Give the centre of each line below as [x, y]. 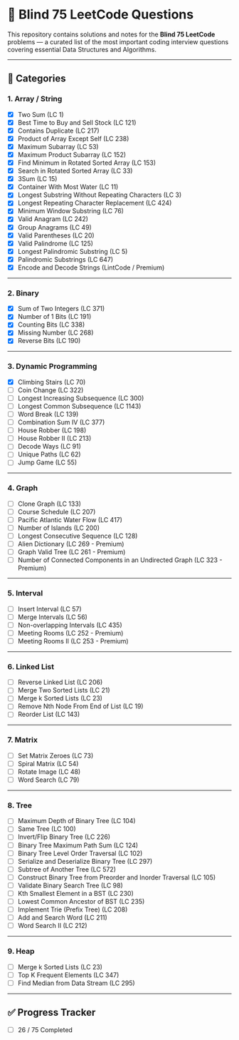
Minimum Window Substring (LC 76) [71, 211]
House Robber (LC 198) [52, 430]
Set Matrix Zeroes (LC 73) [55, 755]
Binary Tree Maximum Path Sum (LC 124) [78, 845]
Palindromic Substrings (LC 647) [65, 259]
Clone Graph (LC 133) [49, 504]
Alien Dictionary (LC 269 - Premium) [71, 544]
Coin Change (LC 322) [51, 390]
